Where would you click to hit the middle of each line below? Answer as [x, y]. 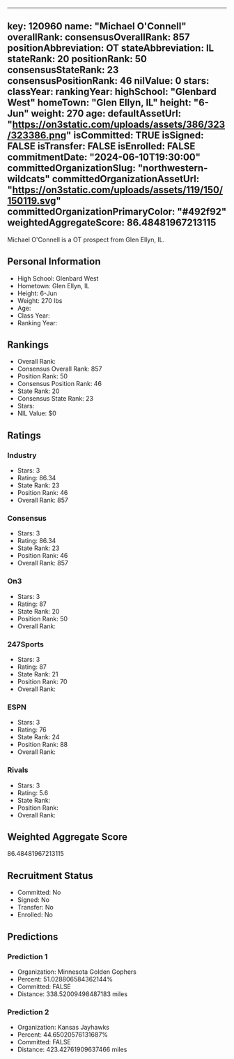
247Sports [25, 644]
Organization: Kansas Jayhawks [63, 1028]
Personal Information [54, 261]
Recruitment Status [50, 876]
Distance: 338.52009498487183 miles [72, 994]
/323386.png [37, 136]
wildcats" [29, 179]
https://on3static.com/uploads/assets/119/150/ [118, 190]
